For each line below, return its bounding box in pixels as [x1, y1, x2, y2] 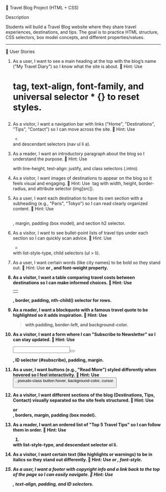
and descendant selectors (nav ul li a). [12, 141, 91, 147]
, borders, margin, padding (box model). [12, 412, 97, 418]
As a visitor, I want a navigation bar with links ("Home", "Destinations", [12, 121, 155, 127]
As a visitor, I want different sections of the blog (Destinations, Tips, [12, 392, 155, 398]
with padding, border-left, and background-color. [25, 322, 129, 328]
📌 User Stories [5, 49, 35, 54]
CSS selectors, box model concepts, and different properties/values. [5, 35, 145, 40]
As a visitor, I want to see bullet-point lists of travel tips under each [12, 230, 148, 236]
